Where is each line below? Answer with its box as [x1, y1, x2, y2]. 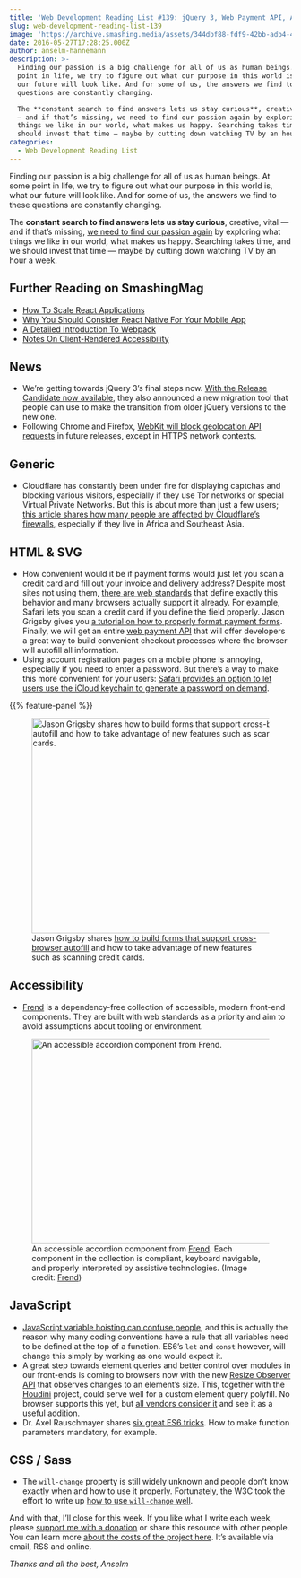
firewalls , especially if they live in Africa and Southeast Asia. [21, 519, 245, 529]
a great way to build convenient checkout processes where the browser [21, 635, 288, 646]
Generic [9, 457, 56, 472]
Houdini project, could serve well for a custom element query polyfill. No [21, 1388, 290, 1399]
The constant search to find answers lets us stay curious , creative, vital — [9, 216, 289, 227]
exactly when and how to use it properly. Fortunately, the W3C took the [21, 1486, 286, 1496]
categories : [9, 138, 54, 147]
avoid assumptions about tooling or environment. [21, 1020, 203, 1032]
